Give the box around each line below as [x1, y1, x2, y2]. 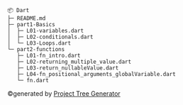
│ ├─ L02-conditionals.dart [7, 33, 94, 40]
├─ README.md [7, 15, 46, 22]
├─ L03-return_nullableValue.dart [16, 65, 119, 72]
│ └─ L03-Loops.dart [7, 40, 72, 47]
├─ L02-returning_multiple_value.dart [16, 58, 132, 65]
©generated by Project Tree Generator [7, 89, 121, 98]
